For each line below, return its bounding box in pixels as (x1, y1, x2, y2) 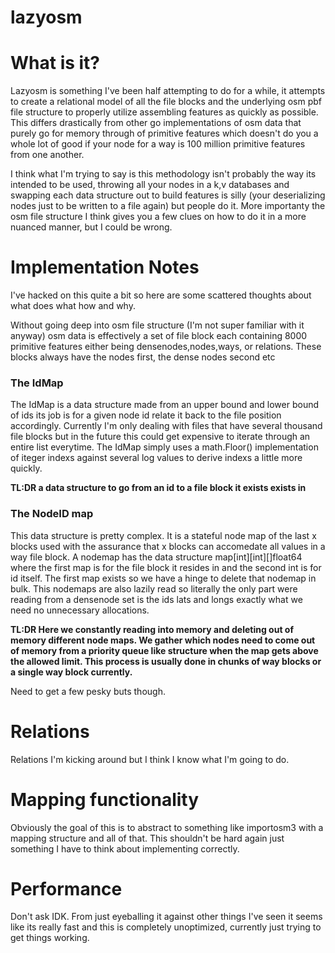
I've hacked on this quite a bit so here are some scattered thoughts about (10, 289, 312, 301)
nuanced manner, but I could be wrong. (10, 221, 173, 233)
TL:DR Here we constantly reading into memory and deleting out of (10, 623, 294, 635)
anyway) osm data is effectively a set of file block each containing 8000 (10, 330, 308, 342)
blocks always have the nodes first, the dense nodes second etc (10, 351, 276, 363)
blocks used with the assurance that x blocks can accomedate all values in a (10, 540, 326, 552)
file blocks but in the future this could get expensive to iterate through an (10, 431, 311, 443)
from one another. (10, 149, 85, 161)
